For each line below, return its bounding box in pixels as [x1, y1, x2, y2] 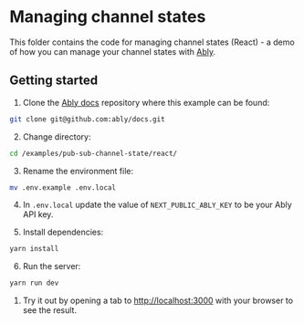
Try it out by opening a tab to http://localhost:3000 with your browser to [22, 295, 294, 307]
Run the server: [22, 261, 81, 272]
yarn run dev [9, 278, 59, 288]
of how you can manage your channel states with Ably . [9, 46, 216, 57]
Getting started [9, 73, 99, 89]
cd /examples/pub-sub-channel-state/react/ [9, 149, 178, 158]
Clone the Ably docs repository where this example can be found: [22, 97, 270, 108]
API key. [22, 209, 54, 220]
